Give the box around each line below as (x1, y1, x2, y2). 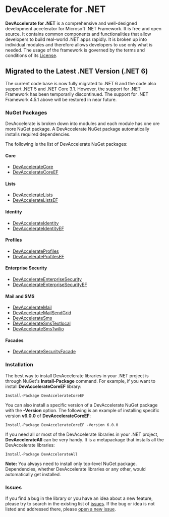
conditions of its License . (5, 52, 58, 59)
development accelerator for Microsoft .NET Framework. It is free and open (5, 25, 161, 31)
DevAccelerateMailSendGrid (12, 310, 72, 316)
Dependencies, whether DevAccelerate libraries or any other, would (5, 466, 146, 472)
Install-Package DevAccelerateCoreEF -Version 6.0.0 (5, 422, 119, 427)
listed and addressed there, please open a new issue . (5, 506, 116, 512)
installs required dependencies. (5, 131, 71, 137)
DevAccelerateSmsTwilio (12, 326, 64, 332)
